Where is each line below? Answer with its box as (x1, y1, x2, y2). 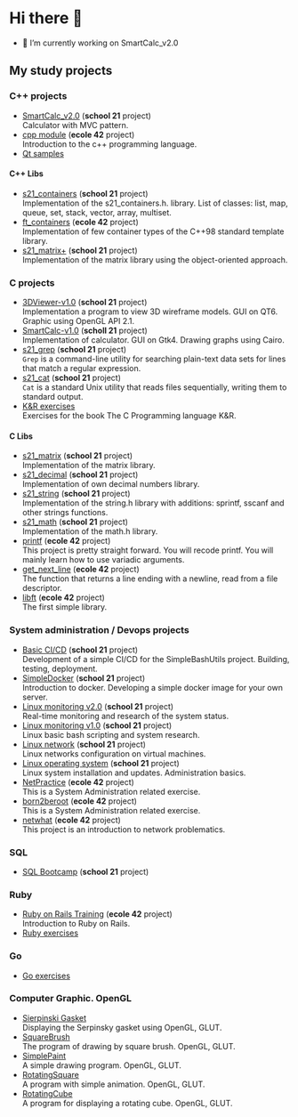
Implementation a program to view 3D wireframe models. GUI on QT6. (21, 306, 278, 317)
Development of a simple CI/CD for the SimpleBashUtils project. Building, (21, 653, 290, 664)
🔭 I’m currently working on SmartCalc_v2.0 (21, 37, 179, 48)
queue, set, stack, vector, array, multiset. (21, 206, 172, 217)
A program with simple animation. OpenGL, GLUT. (21, 1079, 205, 1089)
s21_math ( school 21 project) (21, 516, 129, 528)
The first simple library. (21, 602, 108, 612)
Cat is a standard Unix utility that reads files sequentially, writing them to (21, 382, 287, 393)
